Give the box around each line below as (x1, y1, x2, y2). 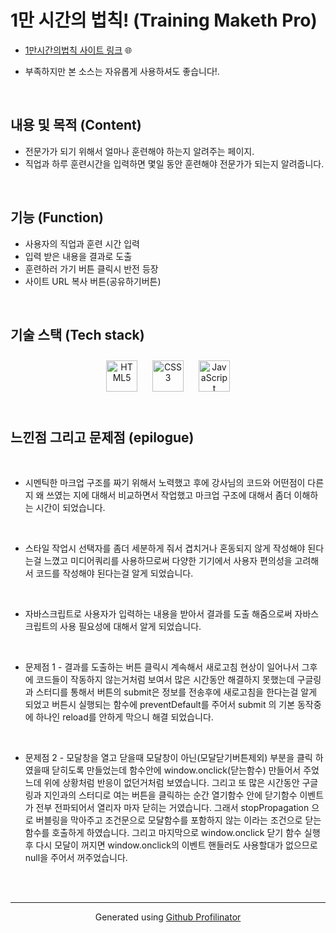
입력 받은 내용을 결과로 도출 (24, 250, 133, 262)
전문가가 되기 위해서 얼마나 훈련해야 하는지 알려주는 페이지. (24, 145, 255, 157)
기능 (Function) (10, 209, 104, 226)
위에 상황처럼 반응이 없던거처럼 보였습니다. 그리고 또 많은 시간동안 (43, 777, 300, 789)
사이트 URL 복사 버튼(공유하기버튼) (24, 275, 162, 287)
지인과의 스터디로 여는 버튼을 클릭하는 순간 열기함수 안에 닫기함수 (43, 789, 298, 801)
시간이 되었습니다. (35, 502, 106, 514)
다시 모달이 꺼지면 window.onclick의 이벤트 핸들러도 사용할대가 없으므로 (35, 839, 318, 851)
